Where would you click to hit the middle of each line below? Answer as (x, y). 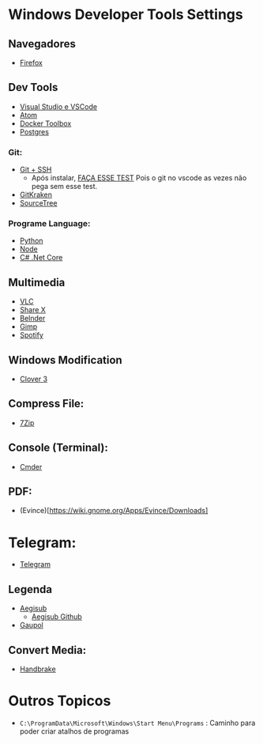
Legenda (30, 589)
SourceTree (38, 203)
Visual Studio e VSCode (58, 106)
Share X (32, 310)
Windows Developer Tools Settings (126, 15)
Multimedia (37, 282)
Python (31, 241)
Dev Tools (33, 87)
